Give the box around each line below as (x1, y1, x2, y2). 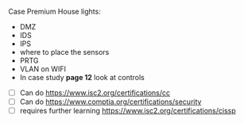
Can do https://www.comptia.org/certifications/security (19, 97, 202, 106)
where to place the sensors (19, 48, 110, 56)
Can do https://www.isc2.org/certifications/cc (19, 88, 171, 98)
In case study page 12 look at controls (19, 73, 145, 82)
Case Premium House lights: (8, 7, 101, 16)
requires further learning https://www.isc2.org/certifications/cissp (19, 106, 236, 116)
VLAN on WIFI (19, 64, 66, 74)
